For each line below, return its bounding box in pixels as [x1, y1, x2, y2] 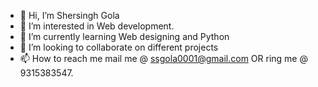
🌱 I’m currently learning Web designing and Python [19, 31, 230, 42]
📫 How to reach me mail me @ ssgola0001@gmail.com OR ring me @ [19, 53, 308, 64]
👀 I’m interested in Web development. [19, 20, 175, 32]
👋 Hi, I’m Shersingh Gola [19, 10, 120, 21]
